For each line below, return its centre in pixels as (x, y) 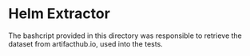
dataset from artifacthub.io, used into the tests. (86, 43)
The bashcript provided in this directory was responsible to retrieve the (125, 35)
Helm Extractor (59, 14)
